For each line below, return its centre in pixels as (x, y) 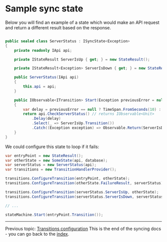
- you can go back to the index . (37, 234)
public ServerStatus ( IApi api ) (46, 78)
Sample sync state (44, 9)
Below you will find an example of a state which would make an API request (83, 22)
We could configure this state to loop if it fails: (52, 147)
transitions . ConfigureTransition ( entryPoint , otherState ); (68, 179)
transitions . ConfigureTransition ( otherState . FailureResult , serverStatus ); (85, 183)
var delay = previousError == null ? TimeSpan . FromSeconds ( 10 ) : (92, 109)
